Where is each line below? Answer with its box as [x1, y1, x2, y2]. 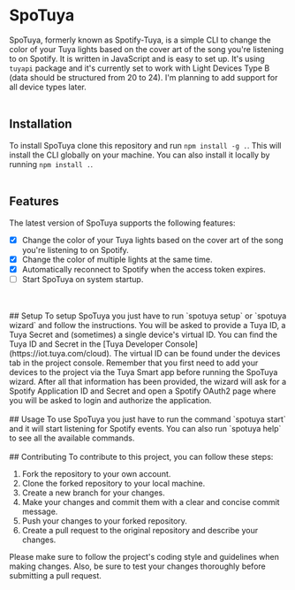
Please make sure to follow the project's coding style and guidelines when [9, 551, 280, 562]
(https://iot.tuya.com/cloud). [9, 348, 112, 358]
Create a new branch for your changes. [21, 487, 165, 498]
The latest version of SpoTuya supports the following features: [9, 218, 236, 228]
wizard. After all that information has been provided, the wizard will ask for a [9, 376, 287, 387]
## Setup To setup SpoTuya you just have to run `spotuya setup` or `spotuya [9, 310, 287, 321]
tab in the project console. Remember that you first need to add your [9, 357, 259, 368]
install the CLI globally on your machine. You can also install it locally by [9, 149, 270, 160]
